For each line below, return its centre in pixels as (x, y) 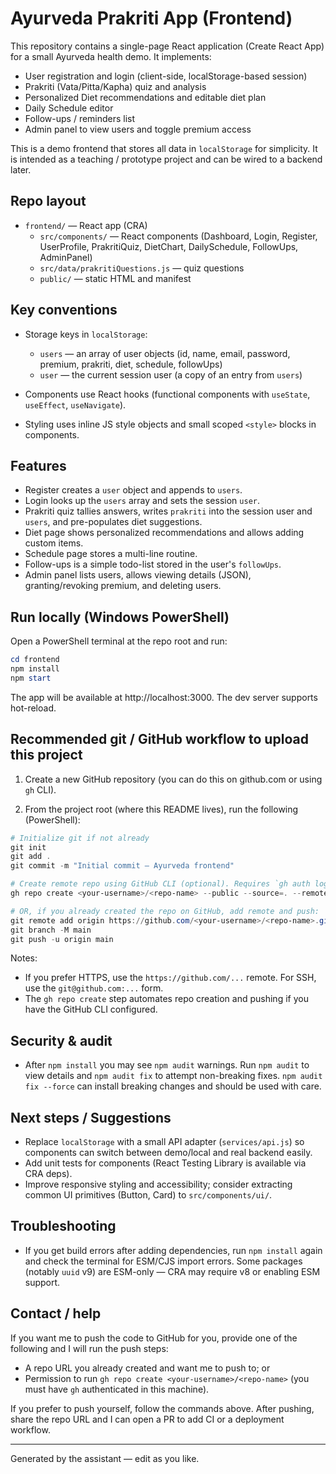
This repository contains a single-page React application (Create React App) (167, 46)
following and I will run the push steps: (89, 1348)
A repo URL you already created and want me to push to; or (147, 1368)
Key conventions (64, 310)
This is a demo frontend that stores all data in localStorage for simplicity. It (164, 148)
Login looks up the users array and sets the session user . (142, 501)
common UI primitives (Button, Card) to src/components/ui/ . (148, 1195)
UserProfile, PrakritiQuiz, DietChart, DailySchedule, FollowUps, (169, 246)
